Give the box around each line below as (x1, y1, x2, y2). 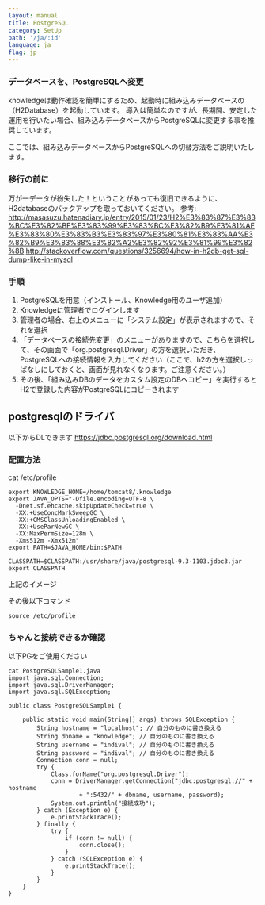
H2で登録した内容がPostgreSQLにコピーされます (19, 384, 180, 393)
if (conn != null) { (64, 834, 133, 842)
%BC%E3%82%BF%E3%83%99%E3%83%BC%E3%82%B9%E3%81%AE (8, 220, 256, 230)
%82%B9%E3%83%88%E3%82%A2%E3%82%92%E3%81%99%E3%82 (8, 237, 253, 247)
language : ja (8, 41, 51, 49)
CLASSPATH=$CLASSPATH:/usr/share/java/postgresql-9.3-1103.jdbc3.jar (8, 558, 243, 566)
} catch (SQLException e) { (50, 855, 144, 863)
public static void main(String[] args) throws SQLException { (22, 715, 236, 724)
